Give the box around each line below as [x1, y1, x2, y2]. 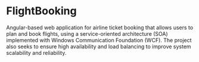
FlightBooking [6, 4, 77, 18]
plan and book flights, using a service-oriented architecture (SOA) [6, 30, 168, 37]
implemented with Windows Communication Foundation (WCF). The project [6, 36, 192, 44]
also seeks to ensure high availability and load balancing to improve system [6, 43, 192, 50]
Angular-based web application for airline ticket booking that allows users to [6, 24, 194, 31]
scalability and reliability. [6, 49, 67, 56]
